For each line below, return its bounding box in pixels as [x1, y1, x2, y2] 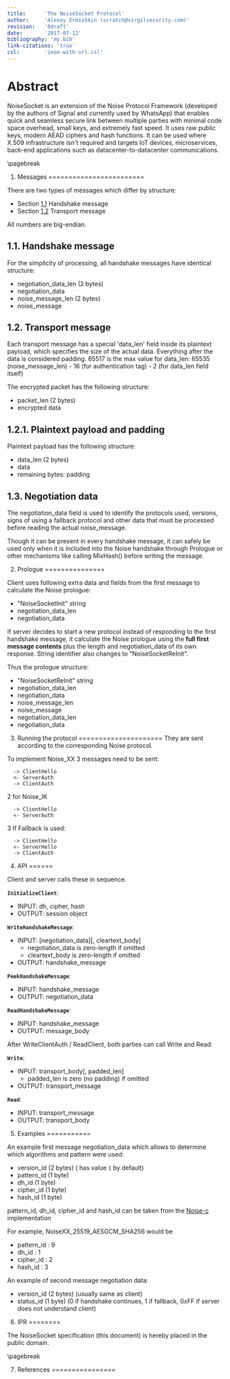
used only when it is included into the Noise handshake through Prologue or [7, 545, 223, 553]
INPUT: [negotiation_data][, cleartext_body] [17, 936, 142, 945]
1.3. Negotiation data [7, 490, 98, 502]
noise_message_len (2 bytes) [17, 294, 101, 302]
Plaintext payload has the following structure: [7, 442, 136, 450]
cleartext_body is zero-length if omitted [27, 951, 140, 960]
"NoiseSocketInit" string [17, 599, 86, 608]
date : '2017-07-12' [7, 29, 82, 37]
